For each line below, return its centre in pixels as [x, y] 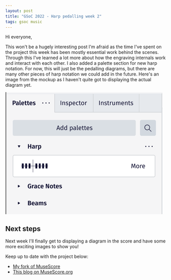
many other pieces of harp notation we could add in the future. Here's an [82, 74]
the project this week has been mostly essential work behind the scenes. [82, 52]
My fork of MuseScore [36, 267]
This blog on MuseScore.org [43, 272]
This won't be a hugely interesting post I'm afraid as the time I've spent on [84, 47]
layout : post [19, 11]
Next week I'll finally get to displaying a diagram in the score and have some [85, 241]
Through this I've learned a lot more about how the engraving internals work [85, 58]
